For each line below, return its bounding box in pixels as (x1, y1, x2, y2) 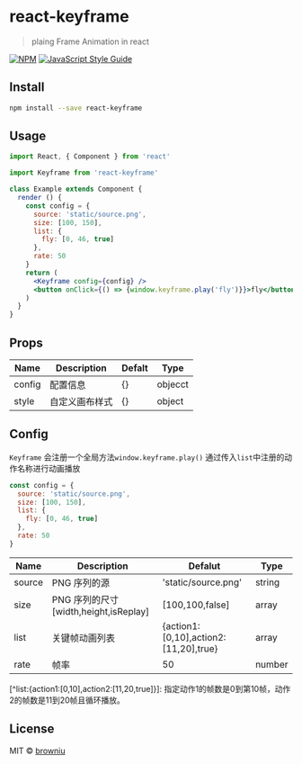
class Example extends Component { (9, 184, 143, 194)
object (156, 395, 184, 407)
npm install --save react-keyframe (9, 103, 143, 112)
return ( (25, 268, 58, 277)
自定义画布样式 (49, 396, 113, 408)
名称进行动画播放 (16, 463, 81, 473)
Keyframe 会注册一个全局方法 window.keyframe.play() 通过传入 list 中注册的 (9, 452, 285, 463)
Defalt (120, 362, 148, 374)
